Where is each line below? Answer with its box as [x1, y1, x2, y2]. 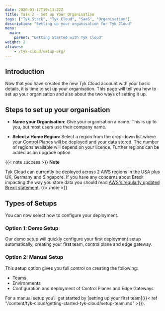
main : [9, 30, 21, 35]
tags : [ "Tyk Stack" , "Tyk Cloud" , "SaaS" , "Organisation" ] [5, 16, 130, 21]
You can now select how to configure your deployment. [5, 212, 118, 218]
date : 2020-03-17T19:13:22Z [5, 7, 64, 12]
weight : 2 [5, 40, 26, 45]
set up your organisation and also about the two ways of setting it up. [5, 91, 147, 97]
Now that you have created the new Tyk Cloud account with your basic [5, 81, 151, 87]
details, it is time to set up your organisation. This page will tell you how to [5, 86, 157, 92]
